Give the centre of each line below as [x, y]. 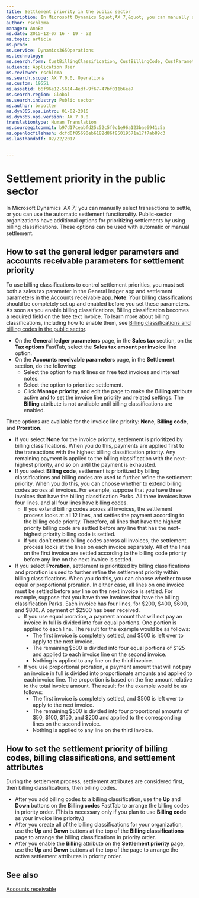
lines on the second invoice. [67, 724]
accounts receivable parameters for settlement [95, 261]
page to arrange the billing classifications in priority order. [85, 837]
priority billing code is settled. [79, 534]
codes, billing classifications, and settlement [91, 758]
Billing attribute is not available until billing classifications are [98, 404]
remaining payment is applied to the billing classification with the [94, 458]
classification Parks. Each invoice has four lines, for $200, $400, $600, [101, 604]
